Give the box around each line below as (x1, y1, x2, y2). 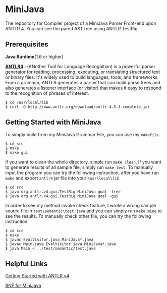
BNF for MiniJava (5, 282, 41, 288)
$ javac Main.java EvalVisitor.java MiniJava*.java (5, 241, 116, 247)
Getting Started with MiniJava (5, 118, 101, 127)
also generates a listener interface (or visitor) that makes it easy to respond (5, 85, 161, 91)
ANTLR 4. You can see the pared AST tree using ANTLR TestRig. (5, 25, 139, 31)
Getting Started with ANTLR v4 (5, 273, 70, 279)
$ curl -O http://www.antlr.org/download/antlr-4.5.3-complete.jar (5, 104, 150, 109)
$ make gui (5, 150, 28, 155)
